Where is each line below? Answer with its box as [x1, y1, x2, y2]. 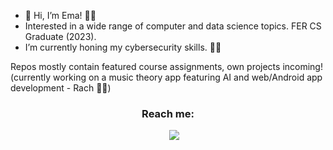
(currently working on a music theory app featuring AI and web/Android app [10, 71, 323, 83]
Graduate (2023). [24, 31, 97, 42]
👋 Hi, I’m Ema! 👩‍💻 [24, 10, 97, 21]
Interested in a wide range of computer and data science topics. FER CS [24, 20, 322, 32]
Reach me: [141, 106, 195, 120]
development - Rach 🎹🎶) [10, 82, 112, 94]
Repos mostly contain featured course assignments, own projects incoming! [10, 61, 323, 72]
